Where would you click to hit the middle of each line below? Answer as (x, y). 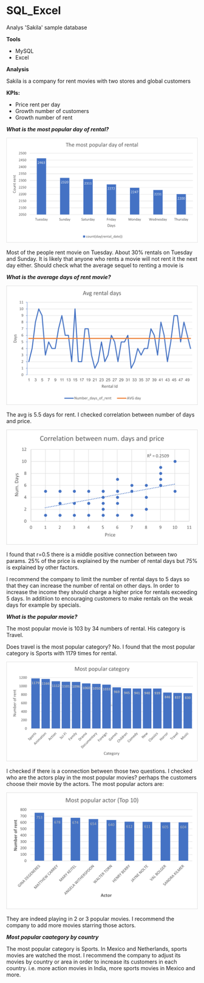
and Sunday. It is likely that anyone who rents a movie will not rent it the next (102, 259)
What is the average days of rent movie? (59, 277)
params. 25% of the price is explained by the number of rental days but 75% (102, 560)
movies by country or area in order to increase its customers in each (92, 962)
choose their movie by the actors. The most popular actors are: (85, 784)
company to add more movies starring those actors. (71, 925)
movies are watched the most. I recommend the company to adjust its (93, 955)
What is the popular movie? (42, 616)
